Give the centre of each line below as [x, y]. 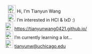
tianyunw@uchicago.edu [40, 46]
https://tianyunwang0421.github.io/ [51, 28]
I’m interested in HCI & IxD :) [46, 20]
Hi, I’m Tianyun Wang [39, 11]
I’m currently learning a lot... [43, 37]
